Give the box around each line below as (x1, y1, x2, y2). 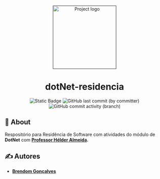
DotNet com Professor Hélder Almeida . (5, 136, 89, 142)
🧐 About (5, 118, 31, 127)
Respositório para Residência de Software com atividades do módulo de (5, 131, 155, 137)
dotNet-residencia (45, 81, 125, 93)
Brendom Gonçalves (12, 168, 56, 174)
